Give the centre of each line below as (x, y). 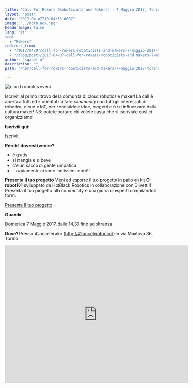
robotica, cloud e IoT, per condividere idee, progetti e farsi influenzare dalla (81, 107)
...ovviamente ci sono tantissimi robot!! (51, 171)
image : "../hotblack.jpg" (31, 23)
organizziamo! (19, 117)
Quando (13, 215)
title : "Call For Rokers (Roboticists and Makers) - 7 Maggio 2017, (76, 10)
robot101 (14, 185)
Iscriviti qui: (18, 127)
